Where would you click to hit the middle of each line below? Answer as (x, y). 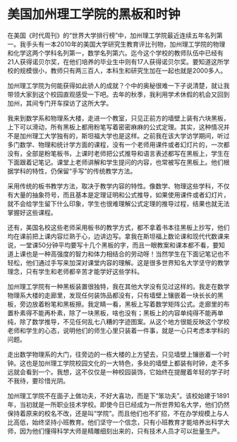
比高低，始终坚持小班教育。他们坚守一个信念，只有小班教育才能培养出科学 (115, 422)
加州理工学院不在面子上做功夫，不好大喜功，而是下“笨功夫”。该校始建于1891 (119, 395)
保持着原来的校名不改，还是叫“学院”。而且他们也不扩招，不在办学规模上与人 (118, 413)
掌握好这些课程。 (32, 212)
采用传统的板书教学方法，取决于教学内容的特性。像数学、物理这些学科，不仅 (119, 186)
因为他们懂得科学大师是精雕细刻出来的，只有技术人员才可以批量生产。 (121, 431)
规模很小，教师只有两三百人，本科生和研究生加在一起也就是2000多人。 (123, 70)
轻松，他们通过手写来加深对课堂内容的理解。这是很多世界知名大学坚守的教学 (119, 262)
